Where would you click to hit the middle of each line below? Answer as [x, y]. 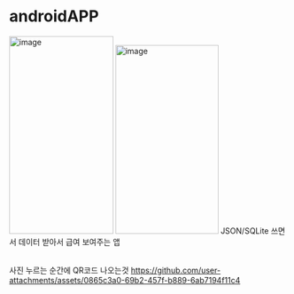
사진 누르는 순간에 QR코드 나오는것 [69, 270]
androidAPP [54, 16]
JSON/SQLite [244, 230]
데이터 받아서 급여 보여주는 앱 [70, 242]
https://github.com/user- [176, 270]
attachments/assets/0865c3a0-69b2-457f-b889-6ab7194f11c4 [125, 280]
